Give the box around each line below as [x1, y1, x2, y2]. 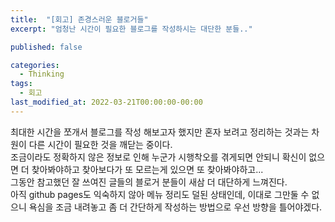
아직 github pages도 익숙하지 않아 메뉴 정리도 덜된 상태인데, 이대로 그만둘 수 [10, 188, 310, 200]
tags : [10, 79, 33, 89]
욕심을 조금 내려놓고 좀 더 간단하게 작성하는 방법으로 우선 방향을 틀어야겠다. [28, 201, 323, 213]
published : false [10, 42, 83, 52]
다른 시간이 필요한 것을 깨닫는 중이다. [28, 138, 173, 150]
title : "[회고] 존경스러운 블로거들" [10, 14, 149, 25]
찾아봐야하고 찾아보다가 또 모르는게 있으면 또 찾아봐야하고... [31, 163, 264, 175]
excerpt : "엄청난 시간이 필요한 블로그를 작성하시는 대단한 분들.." [10, 24, 253, 34]
